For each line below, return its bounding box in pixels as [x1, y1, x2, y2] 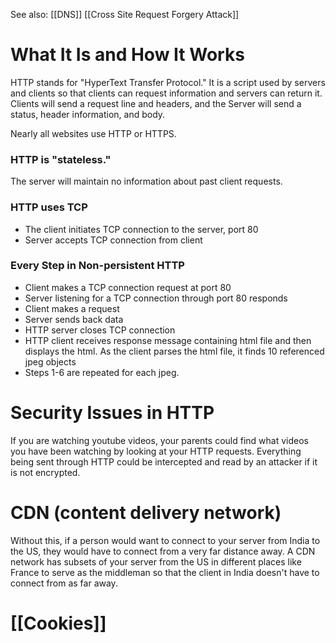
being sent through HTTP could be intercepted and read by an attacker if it [10, 455, 318, 468]
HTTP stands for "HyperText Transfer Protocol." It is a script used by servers [10, 76, 326, 88]
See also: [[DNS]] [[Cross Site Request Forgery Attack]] [10, 9, 240, 20]
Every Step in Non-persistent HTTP [10, 259, 185, 273]
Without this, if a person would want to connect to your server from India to [10, 534, 321, 546]
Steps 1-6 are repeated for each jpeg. [24, 366, 180, 378]
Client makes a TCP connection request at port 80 [24, 281, 232, 293]
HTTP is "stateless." [10, 152, 112, 166]
